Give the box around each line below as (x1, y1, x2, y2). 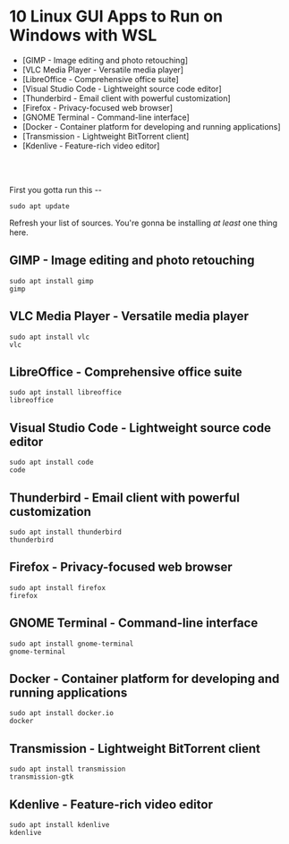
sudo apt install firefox (9, 583, 106, 592)
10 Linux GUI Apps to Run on (9, 6, 224, 27)
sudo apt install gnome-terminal (9, 639, 134, 648)
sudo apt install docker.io (9, 709, 115, 718)
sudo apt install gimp (9, 276, 94, 285)
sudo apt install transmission (9, 764, 126, 774)
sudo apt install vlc (9, 333, 90, 342)
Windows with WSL (9, 25, 157, 46)
